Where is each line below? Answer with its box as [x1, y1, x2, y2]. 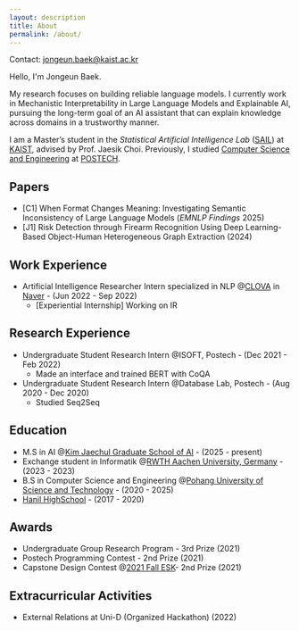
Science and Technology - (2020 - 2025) [21, 484, 174, 495]
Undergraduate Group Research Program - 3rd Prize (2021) [21, 544, 241, 554]
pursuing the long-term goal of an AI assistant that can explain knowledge [9, 108, 282, 119]
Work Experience [9, 257, 108, 272]
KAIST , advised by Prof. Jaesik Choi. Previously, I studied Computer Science [9, 144, 290, 154]
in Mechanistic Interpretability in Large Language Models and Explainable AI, [9, 98, 291, 109]
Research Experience [9, 326, 131, 341]
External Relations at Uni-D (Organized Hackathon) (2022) [21, 612, 237, 623]
